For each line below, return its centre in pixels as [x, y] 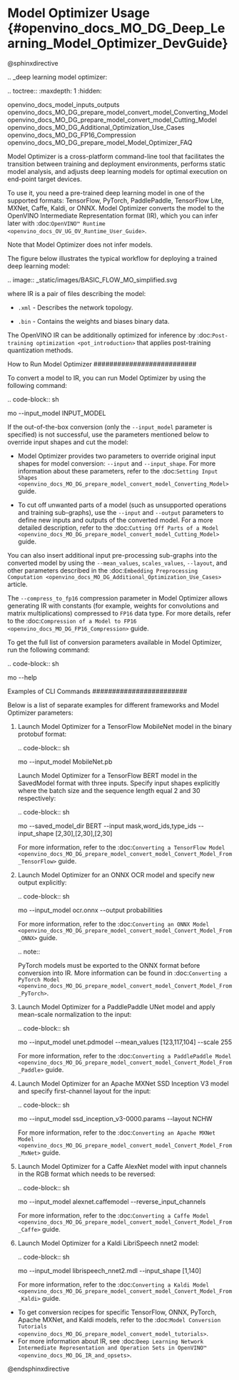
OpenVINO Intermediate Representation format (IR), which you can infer [113, 215]
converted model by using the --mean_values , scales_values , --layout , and [117, 563]
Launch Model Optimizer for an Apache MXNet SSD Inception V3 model [123, 1083]
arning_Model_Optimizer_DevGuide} [118, 44]
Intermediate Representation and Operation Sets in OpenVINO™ [112, 1348]
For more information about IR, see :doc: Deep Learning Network [111, 1341]
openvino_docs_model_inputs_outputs [63, 104]
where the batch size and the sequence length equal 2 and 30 [109, 790]
